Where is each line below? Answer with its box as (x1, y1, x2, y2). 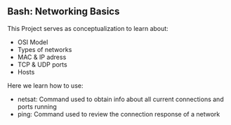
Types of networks (17, 45, 72, 53)
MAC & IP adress (17, 53, 67, 61)
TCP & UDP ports (17, 60, 68, 69)
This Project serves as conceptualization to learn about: (7, 24, 169, 32)
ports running (17, 102, 58, 111)
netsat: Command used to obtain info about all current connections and (17, 95, 224, 103)
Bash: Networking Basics (7, 6, 120, 18)
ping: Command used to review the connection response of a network (17, 110, 220, 118)
